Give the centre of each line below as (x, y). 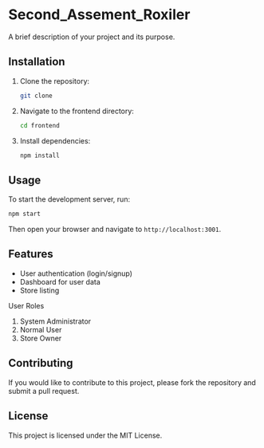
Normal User (41, 329)
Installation (37, 62)
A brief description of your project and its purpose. (92, 37)
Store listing (39, 290)
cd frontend (39, 125)
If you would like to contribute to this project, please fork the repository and (132, 382)
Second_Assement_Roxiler (99, 15)
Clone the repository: (55, 81)
